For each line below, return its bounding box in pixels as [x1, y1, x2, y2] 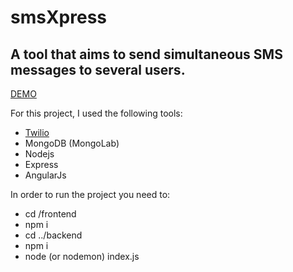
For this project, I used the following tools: [10, 107, 183, 119]
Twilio [24, 127, 50, 138]
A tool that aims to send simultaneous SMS [10, 46, 283, 63]
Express [24, 159, 59, 170]
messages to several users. [10, 61, 186, 78]
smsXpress [10, 6, 107, 29]
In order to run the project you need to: [10, 189, 171, 200]
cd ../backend [24, 229, 83, 241]
